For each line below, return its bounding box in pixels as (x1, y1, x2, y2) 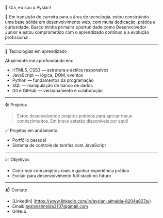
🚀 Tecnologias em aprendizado (5, 48, 67, 54)
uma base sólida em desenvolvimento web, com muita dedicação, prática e (5, 19, 156, 25)
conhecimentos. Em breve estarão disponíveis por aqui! (16, 118, 129, 124)
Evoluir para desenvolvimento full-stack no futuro (12, 173, 112, 178)
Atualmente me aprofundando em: (5, 58, 74, 63)
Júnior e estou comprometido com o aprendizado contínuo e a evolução (5, 29, 149, 35)
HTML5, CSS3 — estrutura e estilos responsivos (12, 67, 109, 73)
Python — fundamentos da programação (12, 77, 94, 83)
